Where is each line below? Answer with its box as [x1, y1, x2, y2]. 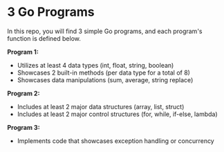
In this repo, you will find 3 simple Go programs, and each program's [7, 27, 203, 35]
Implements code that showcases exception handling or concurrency [17, 136, 214, 145]
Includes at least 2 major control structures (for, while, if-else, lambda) [17, 110, 218, 118]
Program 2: [7, 89, 40, 97]
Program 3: [7, 123, 40, 131]
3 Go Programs [7, 4, 95, 20]
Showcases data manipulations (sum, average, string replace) [17, 75, 194, 84]
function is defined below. [7, 34, 81, 42]
